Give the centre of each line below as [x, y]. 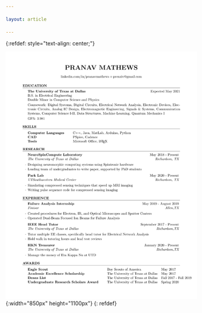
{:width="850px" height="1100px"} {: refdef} [61, 303]
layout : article [26, 19]
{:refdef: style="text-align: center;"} [50, 44]
